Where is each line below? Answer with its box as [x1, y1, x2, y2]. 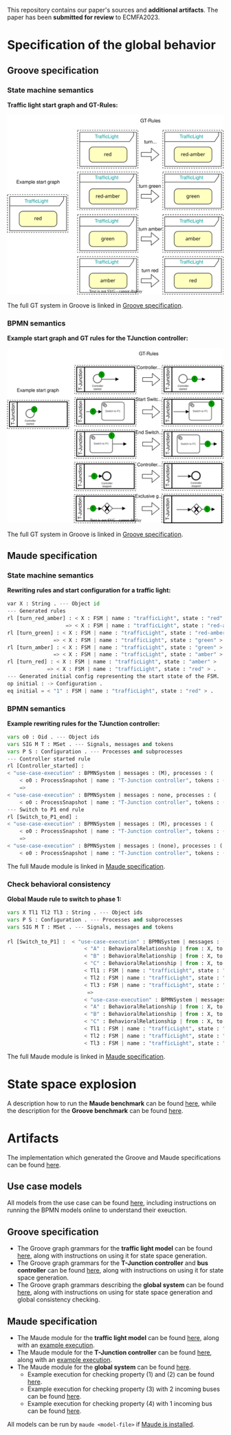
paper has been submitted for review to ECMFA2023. [7, 13, 160, 21]
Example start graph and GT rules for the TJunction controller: [7, 334, 188, 343]
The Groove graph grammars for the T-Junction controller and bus [16, 1259, 208, 1267]
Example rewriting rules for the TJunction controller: [7, 719, 160, 727]
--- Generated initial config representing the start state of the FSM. [7, 673, 220, 680]
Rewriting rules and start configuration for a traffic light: [7, 586, 171, 595]
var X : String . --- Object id [7, 600, 100, 608]
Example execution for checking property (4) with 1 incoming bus [27, 1400, 212, 1408]
